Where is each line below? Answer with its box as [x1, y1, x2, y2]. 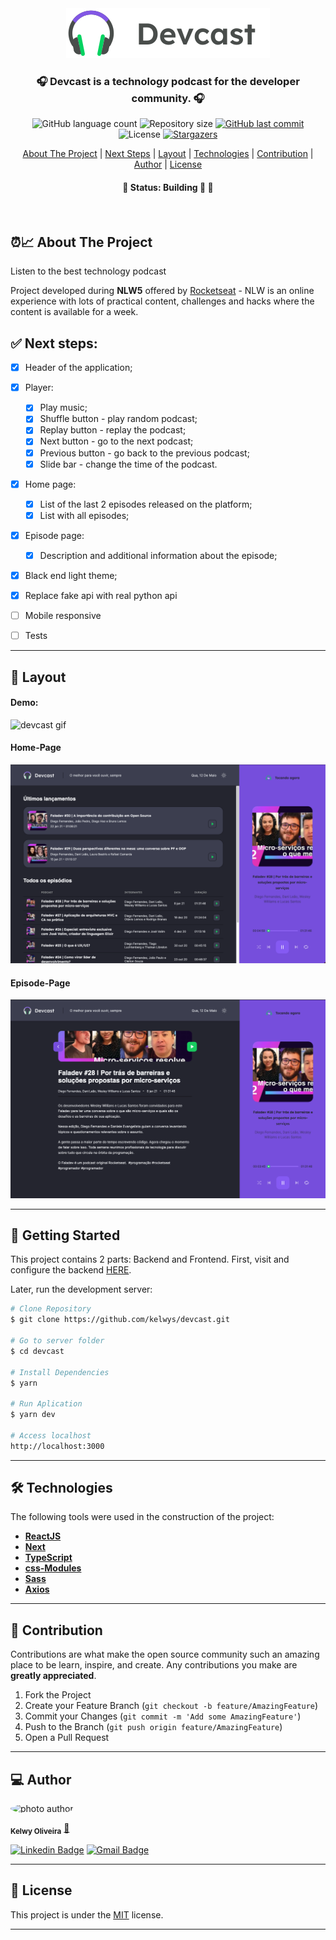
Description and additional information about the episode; [39, 549, 278, 561]
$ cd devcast [10, 1346, 65, 1356]
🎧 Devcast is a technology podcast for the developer [36, 74, 300, 88]
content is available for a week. [10, 306, 139, 318]
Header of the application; [24, 362, 133, 374]
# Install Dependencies [10, 1367, 110, 1377]
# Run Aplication [10, 1399, 83, 1409]
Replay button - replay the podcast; [39, 424, 187, 436]
